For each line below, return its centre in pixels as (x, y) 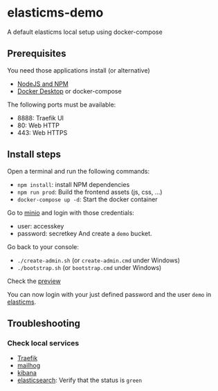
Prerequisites (37, 54)
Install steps (34, 155)
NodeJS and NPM (43, 84)
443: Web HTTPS (42, 132)
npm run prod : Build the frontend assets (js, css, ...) (90, 192)
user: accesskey (40, 226)
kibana (27, 373)
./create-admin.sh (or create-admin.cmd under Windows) (99, 260)
